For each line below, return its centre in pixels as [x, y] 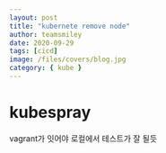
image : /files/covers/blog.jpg [68, 59]
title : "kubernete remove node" [70, 26]
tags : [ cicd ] [34, 51]
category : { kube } [46, 68]
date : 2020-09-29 [42, 43]
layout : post [34, 18]
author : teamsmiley [46, 34]
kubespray [50, 112]
